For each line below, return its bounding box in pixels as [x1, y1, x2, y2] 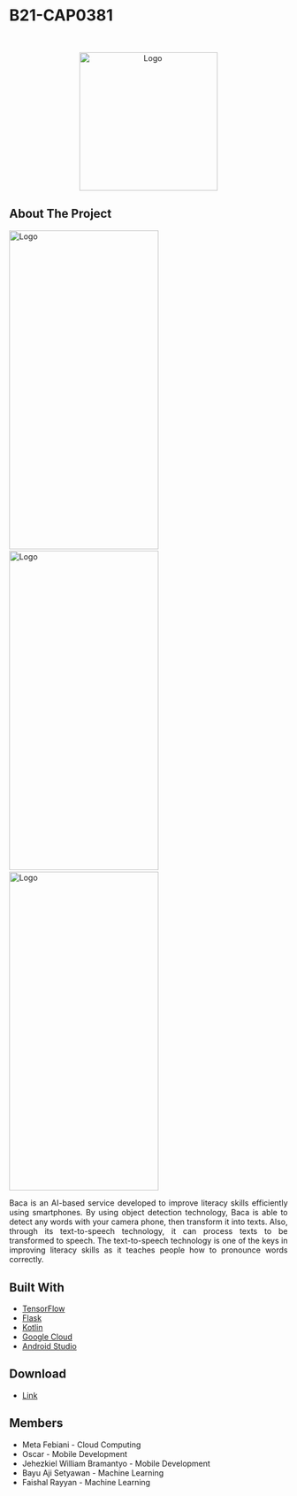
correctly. [9, 1254, 44, 1265]
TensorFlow [21, 1303, 65, 1315]
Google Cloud [21, 1331, 72, 1342]
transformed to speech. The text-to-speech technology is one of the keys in [9, 1236, 288, 1246]
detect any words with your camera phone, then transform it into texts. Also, [9, 1216, 288, 1227]
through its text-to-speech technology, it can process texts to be [9, 1226, 288, 1237]
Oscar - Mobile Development [21, 1448, 128, 1459]
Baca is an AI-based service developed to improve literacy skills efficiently [9, 1198, 288, 1208]
